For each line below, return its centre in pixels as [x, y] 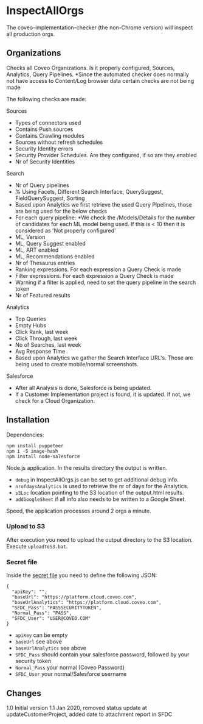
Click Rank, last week [42, 332]
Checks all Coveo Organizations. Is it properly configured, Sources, [91, 68]
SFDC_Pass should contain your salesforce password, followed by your [102, 655]
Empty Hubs [31, 325]
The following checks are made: [46, 99]
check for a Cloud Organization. [55, 400]
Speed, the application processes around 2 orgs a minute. [79, 511]
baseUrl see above [38, 642]
